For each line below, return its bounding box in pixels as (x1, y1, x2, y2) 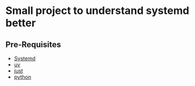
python (13, 74, 32, 80)
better (5, 16, 36, 30)
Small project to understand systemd (5, 4, 190, 17)
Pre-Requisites (5, 40, 61, 49)
